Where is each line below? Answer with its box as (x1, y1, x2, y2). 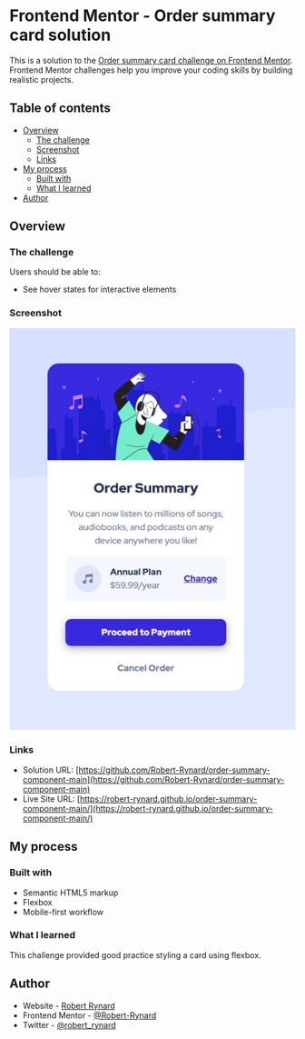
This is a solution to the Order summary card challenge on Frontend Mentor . (9, 55, 293, 65)
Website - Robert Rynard (22, 1000, 115, 1011)
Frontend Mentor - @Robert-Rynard (22, 1010, 157, 1021)
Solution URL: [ (22, 764, 79, 775)
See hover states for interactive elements (22, 284, 177, 295)
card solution (9, 25, 112, 45)
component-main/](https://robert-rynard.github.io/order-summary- (22, 803, 274, 814)
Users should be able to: (9, 266, 102, 277)
